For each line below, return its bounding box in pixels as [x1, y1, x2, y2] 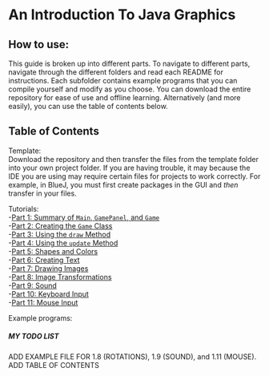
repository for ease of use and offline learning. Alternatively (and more [8, 93, 242, 102]
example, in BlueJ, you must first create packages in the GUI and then [8, 180, 239, 189]
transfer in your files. [8, 188, 78, 198]
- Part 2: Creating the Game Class [8, 220, 113, 230]
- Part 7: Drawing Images [8, 263, 89, 273]
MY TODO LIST [8, 331, 59, 342]
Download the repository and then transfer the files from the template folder [8, 154, 259, 164]
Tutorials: [8, 204, 39, 213]
